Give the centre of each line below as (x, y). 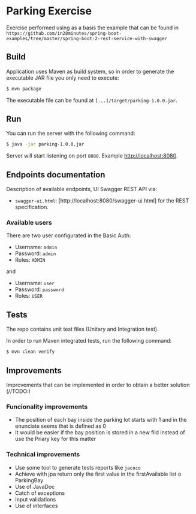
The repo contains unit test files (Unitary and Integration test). (82, 329)
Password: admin (35, 253)
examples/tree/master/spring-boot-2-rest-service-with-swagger (87, 38)
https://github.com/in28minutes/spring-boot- (64, 33)
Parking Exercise (49, 11)
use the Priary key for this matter (55, 439)
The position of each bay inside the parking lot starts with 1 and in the (101, 420)
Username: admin (36, 247)
